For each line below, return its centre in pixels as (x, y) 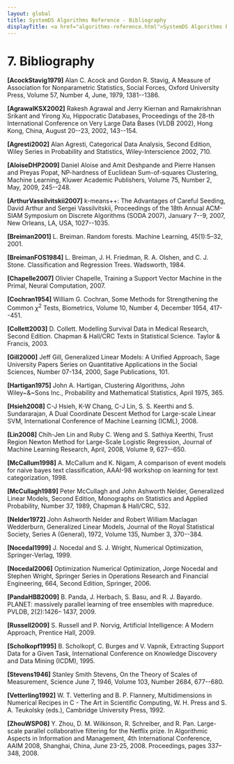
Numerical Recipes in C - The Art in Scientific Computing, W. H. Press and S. (117, 702)
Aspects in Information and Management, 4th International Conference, (110, 738)
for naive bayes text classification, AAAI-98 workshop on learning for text (112, 470)
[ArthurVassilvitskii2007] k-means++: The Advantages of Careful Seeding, (116, 201)
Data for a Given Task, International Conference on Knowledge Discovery (112, 653)
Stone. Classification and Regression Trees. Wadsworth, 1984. (96, 265)
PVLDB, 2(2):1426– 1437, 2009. (52, 611)
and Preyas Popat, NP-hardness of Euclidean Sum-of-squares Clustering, (112, 173)
